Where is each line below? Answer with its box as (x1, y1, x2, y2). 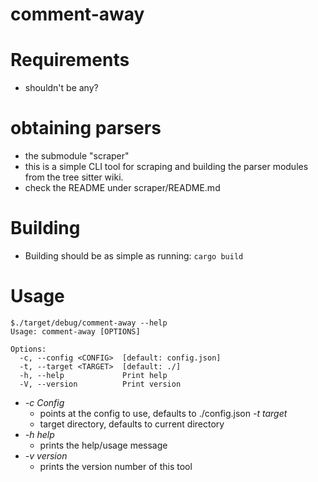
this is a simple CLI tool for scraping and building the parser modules (24, 161, 309, 173)
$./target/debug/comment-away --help (10, 318, 168, 328)
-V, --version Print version (19, 379, 182, 389)
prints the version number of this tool (39, 460, 193, 472)
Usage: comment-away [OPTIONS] (10, 326, 141, 337)
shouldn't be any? (24, 82, 99, 94)
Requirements (10, 49, 130, 72)
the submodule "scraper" (24, 150, 130, 162)
